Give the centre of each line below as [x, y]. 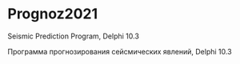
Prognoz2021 [53, 14]
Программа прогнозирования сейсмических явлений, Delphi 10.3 [120, 51]
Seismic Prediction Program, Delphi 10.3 [73, 36]
